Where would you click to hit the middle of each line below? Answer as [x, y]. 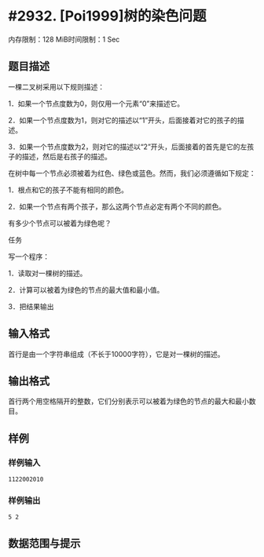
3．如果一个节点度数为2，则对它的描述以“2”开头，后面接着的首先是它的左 [128, 147]
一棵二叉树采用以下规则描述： [56, 86]
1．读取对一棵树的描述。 [48, 273]
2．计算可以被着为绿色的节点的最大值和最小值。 [86, 289]
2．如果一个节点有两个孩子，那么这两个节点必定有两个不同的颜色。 [117, 206]
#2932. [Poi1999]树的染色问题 [107, 16]
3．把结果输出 [31, 306]
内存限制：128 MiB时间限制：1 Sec [64, 39]
